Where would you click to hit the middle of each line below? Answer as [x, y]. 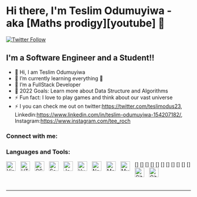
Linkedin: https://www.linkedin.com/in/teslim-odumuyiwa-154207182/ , [98, 114]
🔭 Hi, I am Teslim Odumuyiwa [50, 72]
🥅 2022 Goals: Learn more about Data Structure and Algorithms [91, 91]
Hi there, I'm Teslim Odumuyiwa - [89, 11]
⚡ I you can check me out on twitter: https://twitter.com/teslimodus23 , [98, 106]
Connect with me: [32, 136]
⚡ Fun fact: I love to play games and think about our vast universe [94, 97]
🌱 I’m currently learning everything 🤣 [59, 78]
